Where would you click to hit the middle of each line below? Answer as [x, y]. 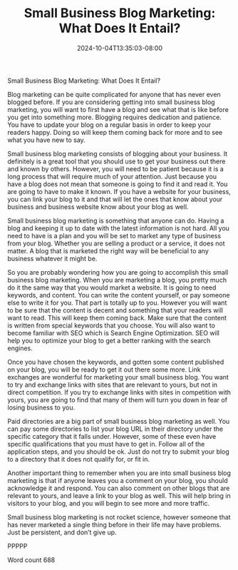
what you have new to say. [46, 140]
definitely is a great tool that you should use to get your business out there [117, 161]
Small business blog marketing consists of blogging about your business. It [118, 153]
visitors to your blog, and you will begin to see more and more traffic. [109, 503]
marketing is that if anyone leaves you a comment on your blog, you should [118, 480]
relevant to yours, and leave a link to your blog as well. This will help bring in [119, 495]
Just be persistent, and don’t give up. [62, 532]
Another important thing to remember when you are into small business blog [119, 473]
